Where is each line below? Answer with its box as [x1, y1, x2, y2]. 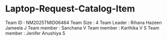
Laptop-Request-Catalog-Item [5, 3, 135, 14]
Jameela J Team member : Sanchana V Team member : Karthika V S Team [5, 24, 159, 30]
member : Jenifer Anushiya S [5, 30, 65, 36]
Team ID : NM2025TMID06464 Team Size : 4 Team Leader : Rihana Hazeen [5, 19, 162, 25]
